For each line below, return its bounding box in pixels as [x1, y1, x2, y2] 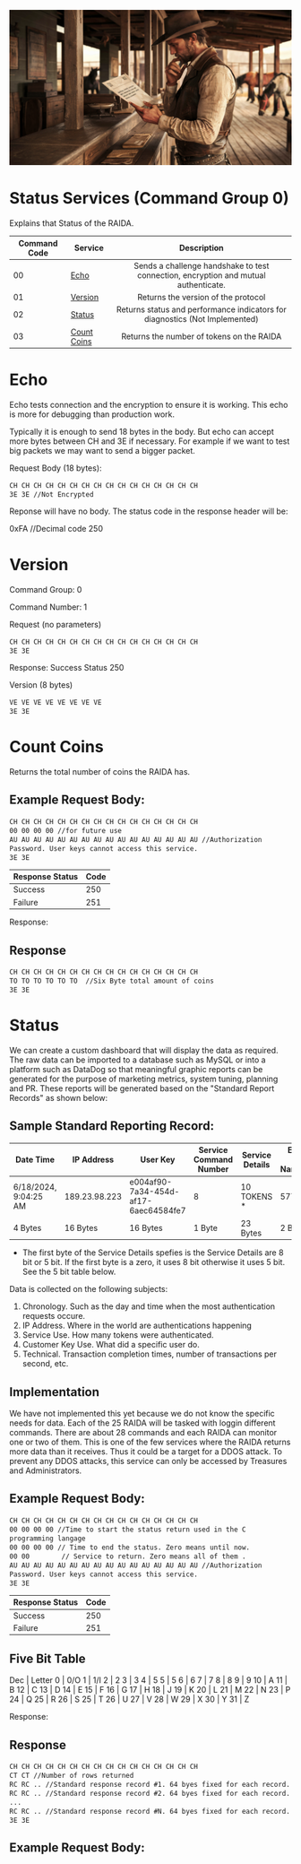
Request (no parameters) [9, 619, 102, 629]
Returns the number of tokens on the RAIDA [120, 331, 282, 342]
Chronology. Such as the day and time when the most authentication [21, 1301, 276, 1312]
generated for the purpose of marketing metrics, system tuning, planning [9, 1073, 279, 1084]
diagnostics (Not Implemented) [144, 314, 259, 325]
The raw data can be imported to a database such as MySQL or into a [9, 1054, 266, 1065]
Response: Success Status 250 [9, 662, 125, 672]
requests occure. [21, 1311, 86, 1322]
